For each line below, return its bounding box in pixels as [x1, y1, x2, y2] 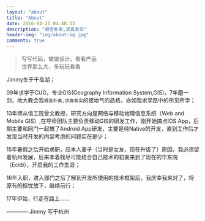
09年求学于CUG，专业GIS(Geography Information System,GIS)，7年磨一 [6, 89, 189, 96]
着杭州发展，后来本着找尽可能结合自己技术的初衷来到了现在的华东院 [6, 153, 178, 160]
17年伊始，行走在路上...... [6, 195, 69, 202]
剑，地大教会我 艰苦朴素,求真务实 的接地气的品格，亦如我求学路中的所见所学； [6, 96, 196, 104]
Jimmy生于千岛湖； [6, 76, 56, 83]
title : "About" [6, 15, 45, 21]
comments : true [6, 37, 45, 44]
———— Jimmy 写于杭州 [6, 208, 69, 215]
